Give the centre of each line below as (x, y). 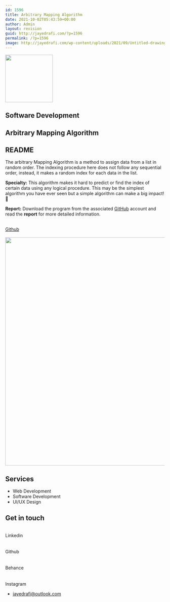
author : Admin (20, 24)
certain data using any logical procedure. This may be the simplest (75, 188)
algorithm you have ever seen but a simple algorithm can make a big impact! (85, 194)
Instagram (16, 584)
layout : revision (24, 29)
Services (20, 479)
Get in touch (25, 518)
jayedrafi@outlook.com (37, 593)
